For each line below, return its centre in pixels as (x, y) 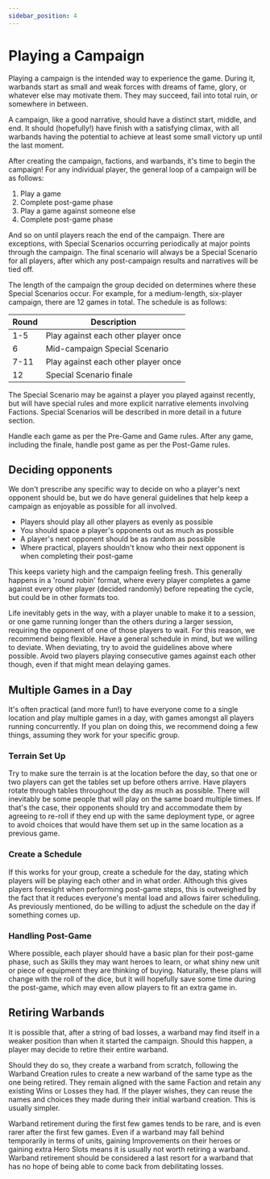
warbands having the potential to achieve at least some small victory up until (135, 136)
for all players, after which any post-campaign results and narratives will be (133, 260)
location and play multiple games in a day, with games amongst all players (131, 718)
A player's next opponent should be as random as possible (118, 539)
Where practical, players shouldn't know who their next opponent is (133, 548)
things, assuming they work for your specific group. (94, 735)
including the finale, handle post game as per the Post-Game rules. (120, 444)
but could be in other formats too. (64, 598)
